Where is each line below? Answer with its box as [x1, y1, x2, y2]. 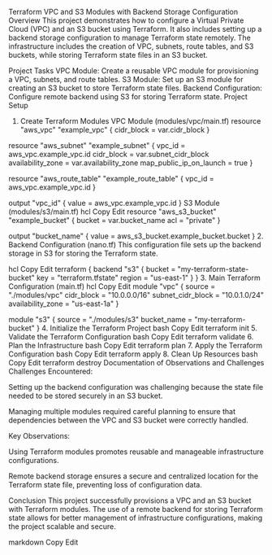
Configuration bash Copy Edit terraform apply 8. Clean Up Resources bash [8, 349, 258, 359]
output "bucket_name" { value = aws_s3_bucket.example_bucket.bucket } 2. [8, 231, 264, 241]
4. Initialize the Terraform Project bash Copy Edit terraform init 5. [41, 323, 257, 333]
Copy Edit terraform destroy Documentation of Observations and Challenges [8, 358, 265, 367]
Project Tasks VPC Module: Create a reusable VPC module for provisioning [8, 66, 259, 76]
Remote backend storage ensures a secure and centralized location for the [8, 471, 259, 481]
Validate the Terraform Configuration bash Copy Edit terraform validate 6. [8, 332, 254, 341]
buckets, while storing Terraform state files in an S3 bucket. [8, 50, 209, 59]
